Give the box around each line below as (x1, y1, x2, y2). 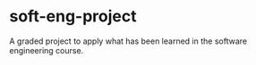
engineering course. (9, 45, 84, 55)
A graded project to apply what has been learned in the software (9, 36, 248, 46)
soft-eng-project (9, 6, 137, 27)
